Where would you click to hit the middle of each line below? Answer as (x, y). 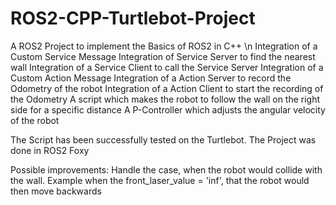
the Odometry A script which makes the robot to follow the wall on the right (165, 99)
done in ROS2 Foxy (50, 150)
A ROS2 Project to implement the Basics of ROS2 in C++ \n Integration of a (164, 46)
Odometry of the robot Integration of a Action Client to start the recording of (167, 88)
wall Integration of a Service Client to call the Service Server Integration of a (167, 67)
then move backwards (56, 191)
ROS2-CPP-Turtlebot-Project (133, 18)
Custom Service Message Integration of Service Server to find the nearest (163, 56)
